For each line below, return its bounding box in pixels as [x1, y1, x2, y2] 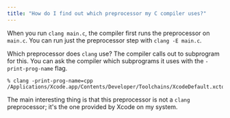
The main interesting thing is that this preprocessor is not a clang [7, 95, 190, 104]
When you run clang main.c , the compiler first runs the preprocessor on [7, 29, 210, 37]
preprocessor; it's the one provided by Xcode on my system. [7, 102, 178, 110]
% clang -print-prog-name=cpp [7, 77, 94, 84]
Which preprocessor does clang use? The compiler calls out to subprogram [7, 49, 220, 58]
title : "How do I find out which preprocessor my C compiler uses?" [7, 10, 207, 17]
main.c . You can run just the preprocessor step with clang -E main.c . [7, 36, 202, 45]
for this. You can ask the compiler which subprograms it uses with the [7, 56, 204, 65]
